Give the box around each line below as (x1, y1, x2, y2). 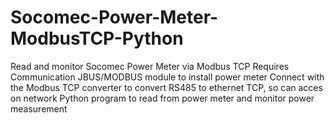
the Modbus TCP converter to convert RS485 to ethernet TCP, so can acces (10, 81, 323, 93)
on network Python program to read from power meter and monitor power (10, 92, 315, 104)
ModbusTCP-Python (10, 27, 184, 50)
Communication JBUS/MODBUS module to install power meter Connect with (10, 71, 325, 83)
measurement (10, 102, 68, 115)
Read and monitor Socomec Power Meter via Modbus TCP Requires (10, 60, 290, 72)
